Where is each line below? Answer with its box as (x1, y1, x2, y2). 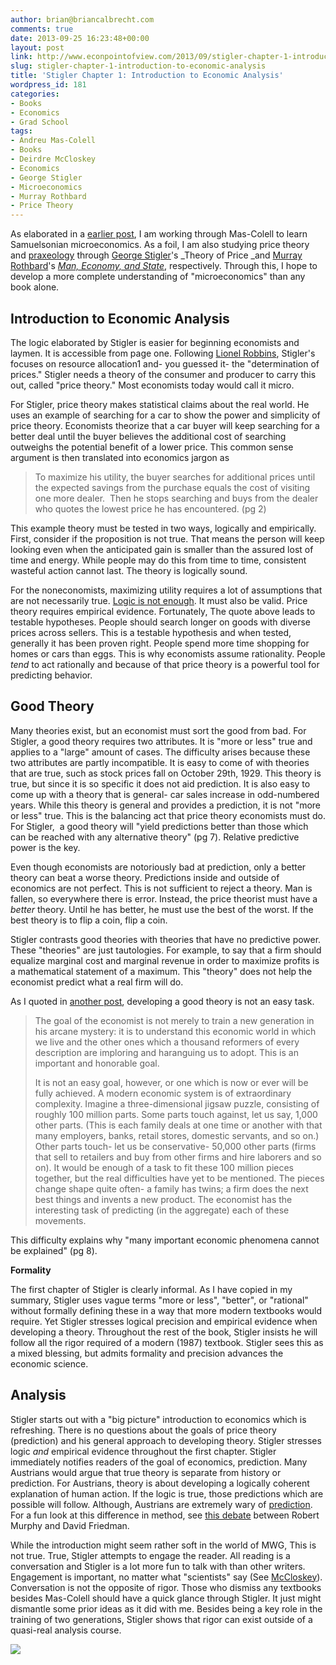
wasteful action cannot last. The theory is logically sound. (10, 564, 248, 576)
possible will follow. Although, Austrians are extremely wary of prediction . (10, 1498, 313, 1510)
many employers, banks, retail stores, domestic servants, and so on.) (34, 1129, 320, 1141)
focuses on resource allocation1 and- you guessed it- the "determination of (10, 357, 320, 370)
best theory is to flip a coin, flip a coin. (10, 914, 168, 926)
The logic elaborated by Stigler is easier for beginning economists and (10, 336, 300, 348)
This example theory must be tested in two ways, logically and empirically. (10, 522, 317, 534)
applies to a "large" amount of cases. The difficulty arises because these (10, 746, 311, 758)
